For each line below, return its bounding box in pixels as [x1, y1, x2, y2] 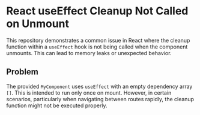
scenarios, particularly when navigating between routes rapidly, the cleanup [6, 95, 194, 102]
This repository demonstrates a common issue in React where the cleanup [6, 37, 190, 44]
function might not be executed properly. [6, 102, 108, 109]
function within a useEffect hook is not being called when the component [6, 43, 188, 50]
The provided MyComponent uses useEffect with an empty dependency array [6, 83, 193, 90]
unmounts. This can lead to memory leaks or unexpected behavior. [6, 49, 172, 56]
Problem [6, 67, 39, 77]
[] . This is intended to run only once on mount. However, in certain [6, 89, 172, 96]
